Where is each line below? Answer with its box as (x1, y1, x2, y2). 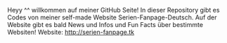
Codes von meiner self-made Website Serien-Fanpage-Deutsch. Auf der (7, 13, 217, 21)
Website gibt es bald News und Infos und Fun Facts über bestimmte (7, 21, 204, 28)
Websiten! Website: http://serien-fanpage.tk (7, 28, 135, 36)
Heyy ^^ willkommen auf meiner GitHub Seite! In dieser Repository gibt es (7, 6, 220, 14)
